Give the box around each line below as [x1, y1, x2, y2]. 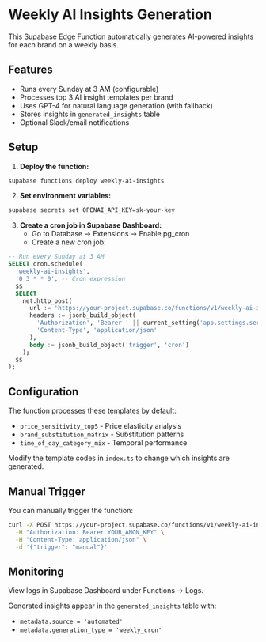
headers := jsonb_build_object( [28, 312, 136, 319]
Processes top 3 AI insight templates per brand [19, 93, 173, 102]
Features [8, 63, 53, 77]
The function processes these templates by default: [8, 406, 177, 416]
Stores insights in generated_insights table [19, 109, 161, 119]
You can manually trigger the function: [8, 505, 133, 515]
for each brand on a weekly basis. [8, 40, 119, 49]
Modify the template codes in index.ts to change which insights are [8, 453, 230, 463]
